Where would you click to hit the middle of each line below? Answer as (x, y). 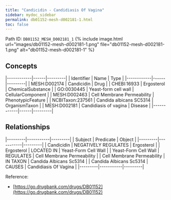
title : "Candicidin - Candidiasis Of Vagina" (55, 10)
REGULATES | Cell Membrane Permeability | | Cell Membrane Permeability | (85, 156)
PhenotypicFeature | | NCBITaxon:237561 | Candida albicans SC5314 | (79, 100)
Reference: (17, 176)
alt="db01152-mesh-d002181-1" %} (57, 50)
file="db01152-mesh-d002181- (132, 45)
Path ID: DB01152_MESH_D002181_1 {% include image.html (64, 39)
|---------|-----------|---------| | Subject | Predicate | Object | (71, 139)
